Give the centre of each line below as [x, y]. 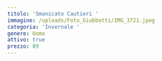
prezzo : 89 [23, 46]
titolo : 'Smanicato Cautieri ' [53, 14]
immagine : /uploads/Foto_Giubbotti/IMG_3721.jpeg [81, 20]
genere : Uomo [26, 33]
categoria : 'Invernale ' [43, 27]
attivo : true [26, 40]
